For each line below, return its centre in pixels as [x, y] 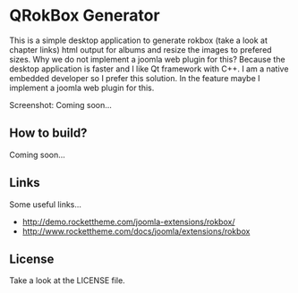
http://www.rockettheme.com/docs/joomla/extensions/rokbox [136, 231]
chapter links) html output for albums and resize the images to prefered [140, 49]
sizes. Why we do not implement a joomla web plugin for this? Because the [147, 59]
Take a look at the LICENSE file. [67, 280]
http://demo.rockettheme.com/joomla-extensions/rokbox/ [128, 222]
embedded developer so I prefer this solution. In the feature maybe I [135, 78]
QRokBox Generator [85, 16]
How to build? [48, 134]
